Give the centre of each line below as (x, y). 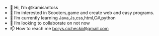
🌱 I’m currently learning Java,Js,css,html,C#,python (63, 18)
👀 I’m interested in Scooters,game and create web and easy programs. (82, 13)
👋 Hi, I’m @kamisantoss (34, 8)
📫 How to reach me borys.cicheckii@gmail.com (59, 28)
